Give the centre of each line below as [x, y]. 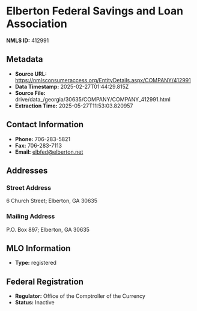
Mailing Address [31, 216]
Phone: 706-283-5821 [43, 139]
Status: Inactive [35, 303]
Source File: [30, 93]
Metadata [25, 59]
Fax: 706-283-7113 [38, 145]
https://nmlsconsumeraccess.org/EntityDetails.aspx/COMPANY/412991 [103, 80]
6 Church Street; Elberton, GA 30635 [52, 201]
